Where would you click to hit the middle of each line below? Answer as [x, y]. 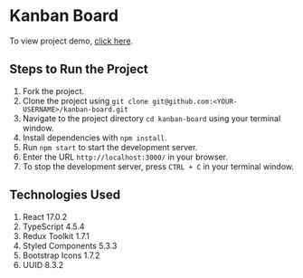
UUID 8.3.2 [43, 264]
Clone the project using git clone [85, 101]
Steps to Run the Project [79, 69]
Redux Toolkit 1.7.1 [56, 235]
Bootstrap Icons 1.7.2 [61, 255]
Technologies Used [65, 195]
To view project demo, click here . [71, 41]
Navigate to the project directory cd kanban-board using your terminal [151, 118]
